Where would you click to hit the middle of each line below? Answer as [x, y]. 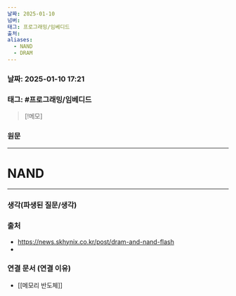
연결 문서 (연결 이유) [39, 269]
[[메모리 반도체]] [40, 285]
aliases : [20, 40]
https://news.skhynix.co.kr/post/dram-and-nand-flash [96, 242]
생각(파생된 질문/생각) [42, 205]
